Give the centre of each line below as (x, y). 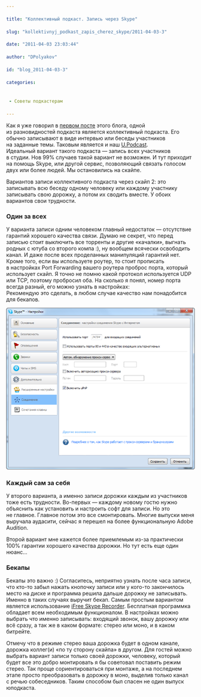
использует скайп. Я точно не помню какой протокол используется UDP (99, 274)
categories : (21, 82)
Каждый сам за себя (38, 483)
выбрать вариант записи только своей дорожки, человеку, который (93, 656)
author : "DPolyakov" (32, 57)
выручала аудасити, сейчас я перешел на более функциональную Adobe (100, 521)
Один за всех (26, 216)
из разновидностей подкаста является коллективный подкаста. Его (93, 131)
